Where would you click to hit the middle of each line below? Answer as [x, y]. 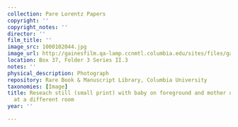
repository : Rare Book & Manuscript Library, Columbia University [107, 80]
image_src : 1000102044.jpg [47, 47]
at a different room [44, 100]
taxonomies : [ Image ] [38, 87]
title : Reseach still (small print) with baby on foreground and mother [117, 93]
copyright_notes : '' [38, 27]
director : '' [27, 34]
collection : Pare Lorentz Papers [57, 14]
